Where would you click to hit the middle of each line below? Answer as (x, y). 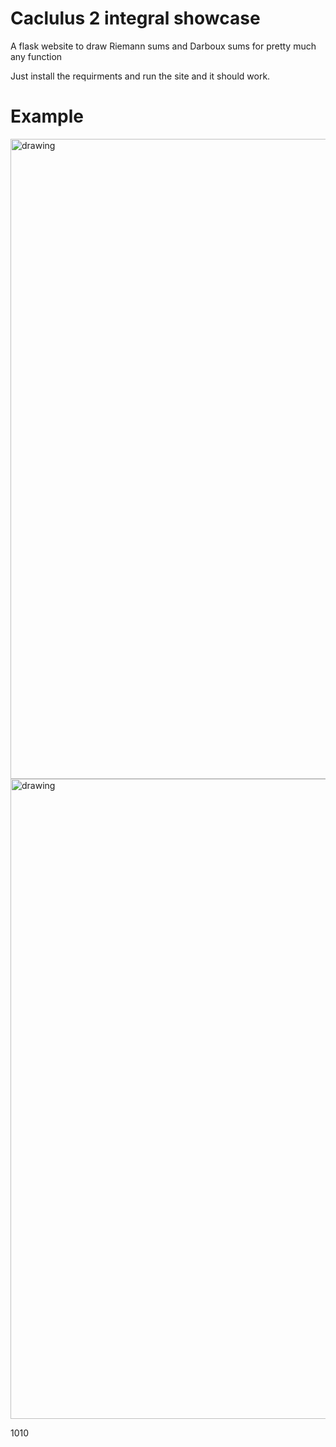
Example (47, 116)
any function (36, 56)
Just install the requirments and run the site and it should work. (140, 76)
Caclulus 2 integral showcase (135, 18)
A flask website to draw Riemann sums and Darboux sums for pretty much (163, 46)
